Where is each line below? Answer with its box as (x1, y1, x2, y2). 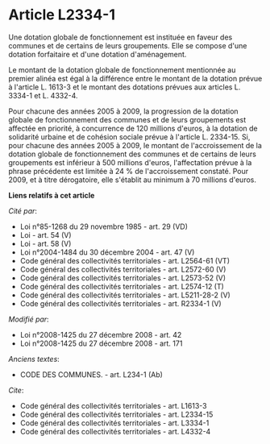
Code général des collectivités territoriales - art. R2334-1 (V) (19, 298, 222, 308)
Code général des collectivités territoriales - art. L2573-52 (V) (19, 272, 226, 283)
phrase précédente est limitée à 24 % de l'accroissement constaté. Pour (8, 166, 248, 176)
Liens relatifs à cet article (8, 190, 95, 200)
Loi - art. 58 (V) (19, 239, 72, 248)
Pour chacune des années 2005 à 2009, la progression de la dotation (8, 106, 239, 116)
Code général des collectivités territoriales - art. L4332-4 (19, 426, 211, 436)
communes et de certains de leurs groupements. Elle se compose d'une (8, 40, 247, 50)
